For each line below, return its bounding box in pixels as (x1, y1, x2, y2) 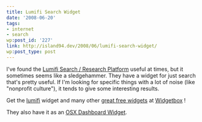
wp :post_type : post (6, 49, 56, 55)
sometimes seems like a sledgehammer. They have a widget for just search (6, 71, 196, 79)
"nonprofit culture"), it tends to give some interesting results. (6, 85, 160, 92)
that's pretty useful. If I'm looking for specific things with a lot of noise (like (6, 78, 195, 85)
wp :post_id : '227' (6, 37, 53, 43)
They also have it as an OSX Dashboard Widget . (6, 108, 127, 116)
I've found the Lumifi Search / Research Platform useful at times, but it (6, 65, 184, 73)
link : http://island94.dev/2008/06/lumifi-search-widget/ (6, 43, 157, 49)
